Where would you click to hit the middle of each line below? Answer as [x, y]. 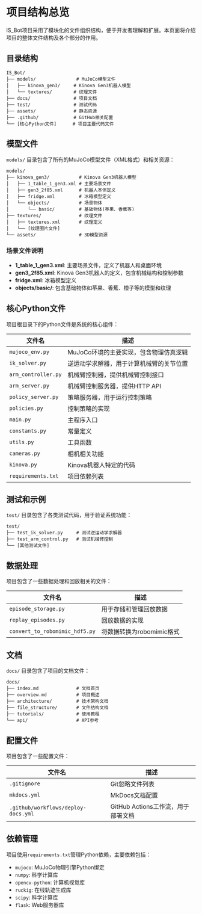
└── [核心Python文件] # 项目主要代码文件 [60, 124]
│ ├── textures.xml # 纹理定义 [54, 222]
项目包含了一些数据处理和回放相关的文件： [59, 581]
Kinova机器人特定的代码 [101, 465]
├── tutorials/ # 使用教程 [53, 714]
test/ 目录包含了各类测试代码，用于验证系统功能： [69, 515]
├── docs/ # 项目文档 [52, 98]
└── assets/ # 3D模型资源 [57, 235]
